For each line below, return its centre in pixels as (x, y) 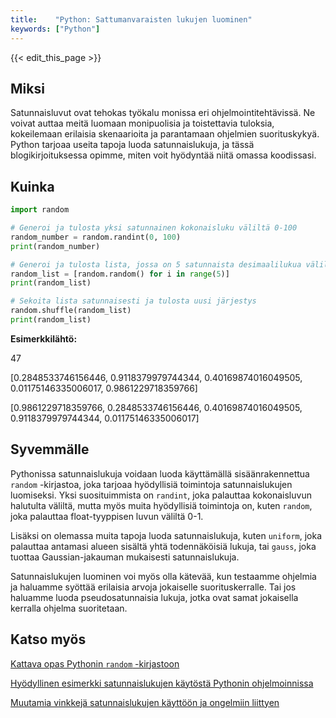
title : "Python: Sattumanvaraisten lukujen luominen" (131, 19)
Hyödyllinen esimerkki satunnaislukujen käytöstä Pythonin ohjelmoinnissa (162, 683)
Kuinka (32, 186)
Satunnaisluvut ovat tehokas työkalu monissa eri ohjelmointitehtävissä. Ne (163, 113)
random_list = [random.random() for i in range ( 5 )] (120, 274)
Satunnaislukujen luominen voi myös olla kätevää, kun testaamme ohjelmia (163, 576)
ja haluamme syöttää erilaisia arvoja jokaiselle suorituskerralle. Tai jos (153, 587)
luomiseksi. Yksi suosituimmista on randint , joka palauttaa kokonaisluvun (161, 495)
